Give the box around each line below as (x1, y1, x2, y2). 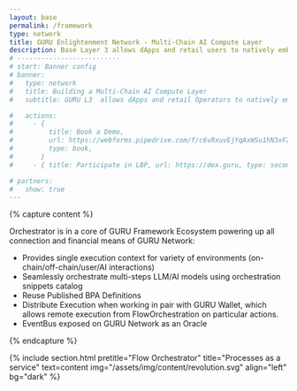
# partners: (9, 176, 53, 186)
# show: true (9, 185, 65, 194)
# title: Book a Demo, (9, 127, 125, 137)
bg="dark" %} (9, 372, 61, 382)
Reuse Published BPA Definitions (21, 290, 141, 301)
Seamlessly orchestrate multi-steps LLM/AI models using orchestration (21, 272, 281, 282)
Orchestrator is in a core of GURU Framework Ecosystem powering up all (9, 226, 275, 237)
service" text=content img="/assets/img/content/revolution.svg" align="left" (9, 362, 287, 372)
